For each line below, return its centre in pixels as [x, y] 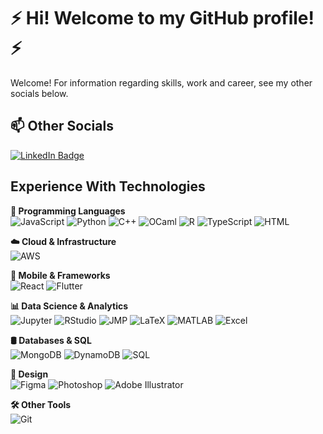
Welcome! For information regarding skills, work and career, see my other [161, 82]
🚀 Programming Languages [68, 211]
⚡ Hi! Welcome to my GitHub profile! [162, 18]
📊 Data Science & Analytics [69, 306]
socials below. [39, 93]
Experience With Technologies [108, 186]
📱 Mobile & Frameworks [60, 275]
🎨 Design [29, 374]
